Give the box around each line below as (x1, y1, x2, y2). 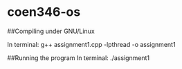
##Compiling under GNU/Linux (7, 27, 95, 35)
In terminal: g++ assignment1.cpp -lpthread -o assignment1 (7, 40, 176, 48)
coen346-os (7, 4, 81, 20)
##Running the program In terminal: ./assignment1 (7, 53, 150, 62)
